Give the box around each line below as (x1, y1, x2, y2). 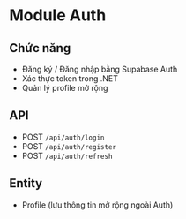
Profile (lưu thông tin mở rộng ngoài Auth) (21, 200, 174, 210)
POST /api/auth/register (21, 140, 117, 151)
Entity (9, 176, 43, 191)
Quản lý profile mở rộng (21, 83, 108, 93)
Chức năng (9, 41, 71, 56)
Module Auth (9, 5, 107, 26)
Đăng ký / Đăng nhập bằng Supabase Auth (21, 64, 178, 74)
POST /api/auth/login (21, 132, 105, 142)
